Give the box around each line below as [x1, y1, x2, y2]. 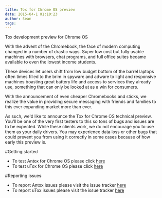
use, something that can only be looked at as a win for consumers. [5, 84, 139, 90]
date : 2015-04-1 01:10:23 [5, 12, 57, 17]
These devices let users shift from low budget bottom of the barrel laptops [5, 69, 154, 75]
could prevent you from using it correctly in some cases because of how [5, 134, 150, 140]
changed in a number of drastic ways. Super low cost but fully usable [5, 49, 144, 55]
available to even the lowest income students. [5, 59, 96, 65]
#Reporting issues [5, 173, 42, 178]
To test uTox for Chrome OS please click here [12, 163, 103, 169]
